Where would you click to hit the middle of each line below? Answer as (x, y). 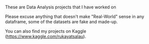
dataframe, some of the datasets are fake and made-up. (62, 22)
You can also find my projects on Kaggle (46, 31)
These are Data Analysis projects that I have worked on (61, 7)
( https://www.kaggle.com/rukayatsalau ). (46, 36)
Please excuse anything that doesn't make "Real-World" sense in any (75, 16)
